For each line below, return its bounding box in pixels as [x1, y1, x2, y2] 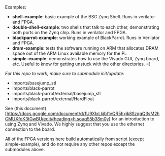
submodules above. [5, 147, 45, 152]
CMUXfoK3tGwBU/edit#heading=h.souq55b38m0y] [5, 116, 111, 121]
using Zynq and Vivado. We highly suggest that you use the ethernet [5, 121, 144, 127]
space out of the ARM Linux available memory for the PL [12, 50, 127, 56]
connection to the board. [5, 126, 56, 132]
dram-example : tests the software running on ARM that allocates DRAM [12, 45, 159, 51]
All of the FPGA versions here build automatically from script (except [5, 136, 144, 142]
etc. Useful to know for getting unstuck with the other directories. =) [12, 61, 151, 67]
